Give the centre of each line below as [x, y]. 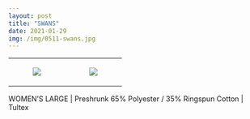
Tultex [19, 108]
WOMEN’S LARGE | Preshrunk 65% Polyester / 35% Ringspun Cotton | [126, 99]
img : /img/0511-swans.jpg [52, 38]
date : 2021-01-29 [38, 31]
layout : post [30, 16]
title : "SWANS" [34, 23]
